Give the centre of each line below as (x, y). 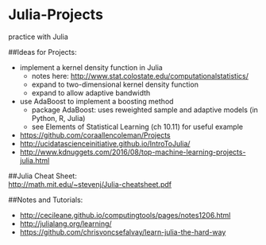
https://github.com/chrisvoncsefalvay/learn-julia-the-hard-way (123, 231)
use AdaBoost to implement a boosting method (96, 101)
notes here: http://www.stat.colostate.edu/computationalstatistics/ (140, 76)
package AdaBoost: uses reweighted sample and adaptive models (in (145, 110)
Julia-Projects (56, 15)
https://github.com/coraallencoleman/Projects (95, 135)
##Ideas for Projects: (42, 52)
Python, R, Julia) (58, 118)
